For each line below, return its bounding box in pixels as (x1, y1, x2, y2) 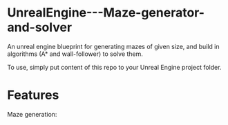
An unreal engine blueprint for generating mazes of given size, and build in (7, 42, 220, 50)
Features (7, 88, 59, 103)
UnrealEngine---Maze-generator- (7, 5, 205, 21)
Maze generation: (7, 110, 57, 118)
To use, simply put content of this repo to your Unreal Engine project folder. (7, 63, 222, 71)
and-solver (7, 19, 73, 35)
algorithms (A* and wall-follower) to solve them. (7, 50, 144, 58)
